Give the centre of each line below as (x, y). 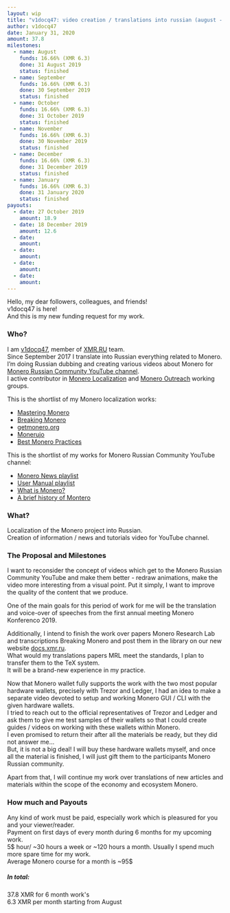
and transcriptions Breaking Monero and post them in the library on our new (114, 641)
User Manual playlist (46, 483)
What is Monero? (41, 490)
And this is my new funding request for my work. (76, 316)
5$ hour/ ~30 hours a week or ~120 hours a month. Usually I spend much (111, 846)
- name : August (35, 52)
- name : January (36, 180)
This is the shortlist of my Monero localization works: (82, 399)
